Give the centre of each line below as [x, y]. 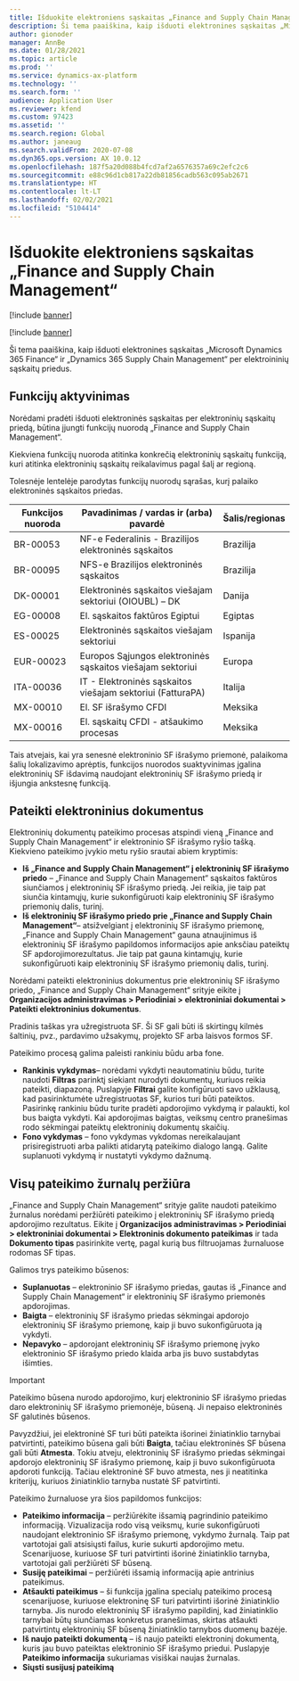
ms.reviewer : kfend [45, 109]
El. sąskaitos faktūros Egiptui [140, 615]
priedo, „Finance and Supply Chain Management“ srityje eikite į [125, 990]
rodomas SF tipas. [42, 1253]
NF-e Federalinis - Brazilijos [139, 539]
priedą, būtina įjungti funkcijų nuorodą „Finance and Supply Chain [129, 427]
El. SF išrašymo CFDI [123, 707]
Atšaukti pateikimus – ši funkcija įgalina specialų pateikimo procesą [147, 1592]
